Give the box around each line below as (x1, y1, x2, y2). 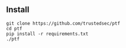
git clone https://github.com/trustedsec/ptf (6, 20, 120, 26)
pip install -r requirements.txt (6, 31, 89, 37)
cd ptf (6, 25, 22, 31)
